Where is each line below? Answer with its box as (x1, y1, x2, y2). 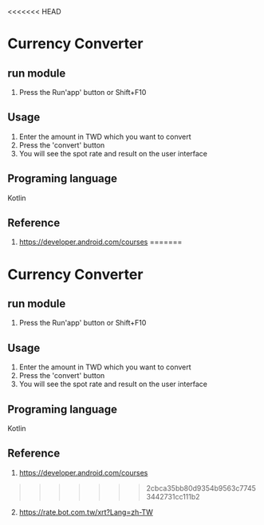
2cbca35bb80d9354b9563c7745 (146, 483, 257, 493)
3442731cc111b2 (146, 491, 200, 501)
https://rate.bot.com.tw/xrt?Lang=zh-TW (18, 507, 153, 517)
